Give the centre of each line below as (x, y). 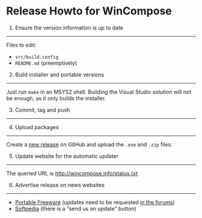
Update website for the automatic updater (67, 156)
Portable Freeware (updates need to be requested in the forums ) (95, 202)
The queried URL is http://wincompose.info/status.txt (72, 173)
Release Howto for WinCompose (89, 11)
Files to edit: (22, 45)
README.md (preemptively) (46, 63)
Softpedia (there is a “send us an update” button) (75, 208)
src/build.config (37, 57)
